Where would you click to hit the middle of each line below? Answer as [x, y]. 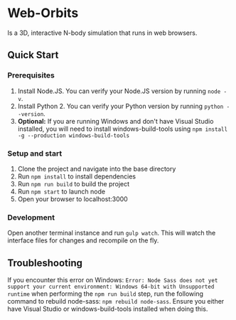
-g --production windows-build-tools [74, 135]
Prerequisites [31, 75]
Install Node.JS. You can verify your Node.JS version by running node [119, 91]
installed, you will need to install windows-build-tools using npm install [123, 129]
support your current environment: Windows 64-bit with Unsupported [111, 287]
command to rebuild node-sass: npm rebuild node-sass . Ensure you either [116, 302]
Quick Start [33, 55]
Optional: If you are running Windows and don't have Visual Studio [116, 121]
